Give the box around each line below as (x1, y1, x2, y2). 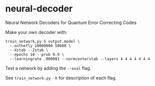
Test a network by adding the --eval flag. (5, 65, 91, 71)
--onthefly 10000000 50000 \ (10, 43, 71, 48)
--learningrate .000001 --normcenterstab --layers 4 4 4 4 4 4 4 (10, 56, 150, 61)
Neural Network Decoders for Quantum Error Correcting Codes (5, 19, 137, 25)
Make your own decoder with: (5, 29, 68, 35)
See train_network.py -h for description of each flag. (5, 74, 117, 80)
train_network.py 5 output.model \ (5, 38, 80, 44)
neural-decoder (5, 3, 73, 14)
